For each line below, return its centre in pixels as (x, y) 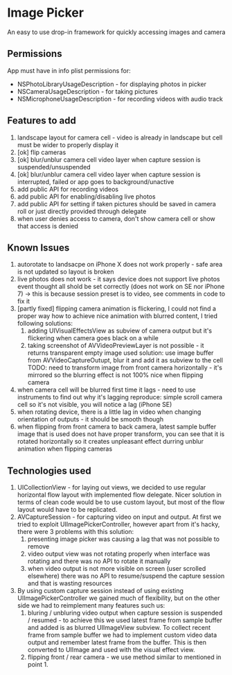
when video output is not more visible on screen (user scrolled (117, 569)
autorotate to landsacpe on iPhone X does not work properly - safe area (120, 265)
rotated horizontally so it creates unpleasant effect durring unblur (110, 442)
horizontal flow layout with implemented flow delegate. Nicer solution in (119, 495)
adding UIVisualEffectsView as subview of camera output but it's (120, 331)
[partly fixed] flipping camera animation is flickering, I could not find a (116, 309)
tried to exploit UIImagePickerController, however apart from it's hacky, (118, 524)
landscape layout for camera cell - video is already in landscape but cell (120, 137)
